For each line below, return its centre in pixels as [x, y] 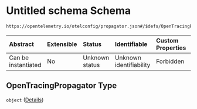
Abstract [21, 44]
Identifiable [131, 44]
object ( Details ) [25, 100]
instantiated [25, 65]
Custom [167, 40]
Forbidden [170, 61]
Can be [19, 58]
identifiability [133, 65]
